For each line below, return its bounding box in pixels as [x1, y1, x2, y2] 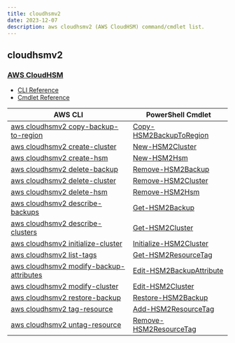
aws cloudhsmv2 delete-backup [10, 165, 119, 175]
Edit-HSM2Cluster [132, 282, 194, 291]
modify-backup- [69, 261, 126, 271]
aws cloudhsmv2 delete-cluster [10, 176, 117, 186]
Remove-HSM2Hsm [132, 187, 200, 197]
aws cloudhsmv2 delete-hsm [10, 187, 108, 197]
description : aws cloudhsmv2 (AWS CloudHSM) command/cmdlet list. [7, 23, 205, 30]
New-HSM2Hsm [132, 153, 189, 163]
